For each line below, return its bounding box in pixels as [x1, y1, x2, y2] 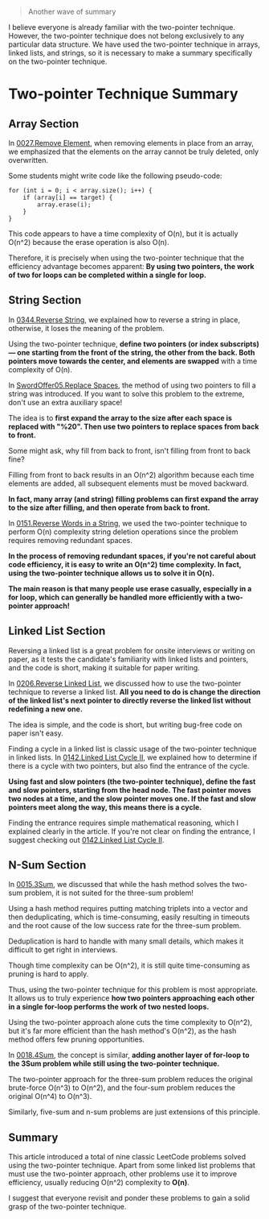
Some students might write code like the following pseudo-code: [8, 171, 222, 180]
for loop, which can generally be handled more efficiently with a [8, 592, 226, 602]
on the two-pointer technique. [8, 56, 108, 66]
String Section [8, 293, 82, 307]
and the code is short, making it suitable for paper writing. [8, 662, 201, 672]
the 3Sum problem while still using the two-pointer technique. [8, 1059, 220, 1068]
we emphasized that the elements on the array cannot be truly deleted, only [8, 147, 259, 156]
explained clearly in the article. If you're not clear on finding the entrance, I [8, 826, 255, 836]
